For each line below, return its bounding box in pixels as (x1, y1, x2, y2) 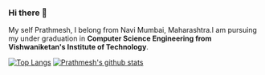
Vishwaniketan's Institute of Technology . (8, 42, 149, 52)
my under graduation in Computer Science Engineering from (8, 34, 212, 43)
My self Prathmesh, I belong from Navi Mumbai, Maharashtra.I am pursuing (8, 26, 257, 35)
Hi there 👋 (8, 7, 48, 18)
